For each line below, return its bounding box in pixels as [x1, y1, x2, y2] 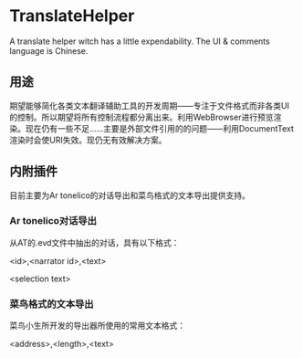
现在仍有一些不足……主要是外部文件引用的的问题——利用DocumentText [25, 122, 295, 133]
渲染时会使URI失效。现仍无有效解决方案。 [9, 134, 167, 145]
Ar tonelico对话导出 [9, 215, 98, 227]
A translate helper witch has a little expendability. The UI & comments [9, 36, 271, 47]
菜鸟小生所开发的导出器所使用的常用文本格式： [9, 321, 185, 332]
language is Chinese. [9, 45, 89, 56]
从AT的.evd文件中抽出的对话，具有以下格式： [9, 237, 180, 247]
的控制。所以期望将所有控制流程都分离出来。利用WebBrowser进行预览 [9, 111, 274, 122]
